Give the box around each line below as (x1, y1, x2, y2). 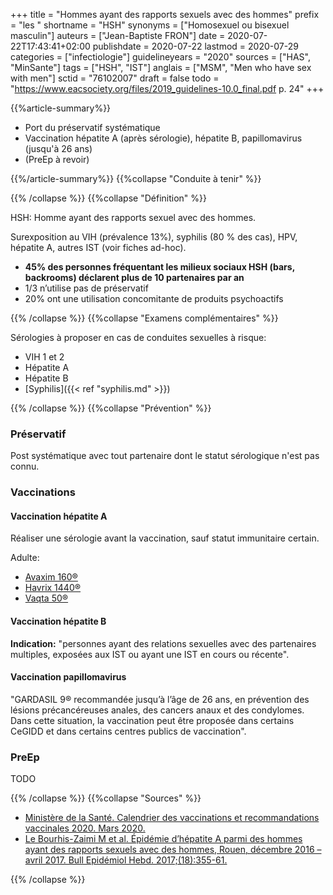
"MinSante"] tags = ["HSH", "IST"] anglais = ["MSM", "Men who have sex (10, 62, 312, 73)
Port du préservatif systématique (24, 122, 161, 133)
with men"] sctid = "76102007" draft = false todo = (10, 72, 220, 84)
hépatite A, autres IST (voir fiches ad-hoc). (10, 242, 187, 253)
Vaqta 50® (24, 592, 69, 604)
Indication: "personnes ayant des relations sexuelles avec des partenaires (10, 637, 317, 649)
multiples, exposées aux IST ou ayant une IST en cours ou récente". (10, 648, 290, 660)
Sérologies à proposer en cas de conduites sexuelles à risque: (10, 332, 267, 343)
